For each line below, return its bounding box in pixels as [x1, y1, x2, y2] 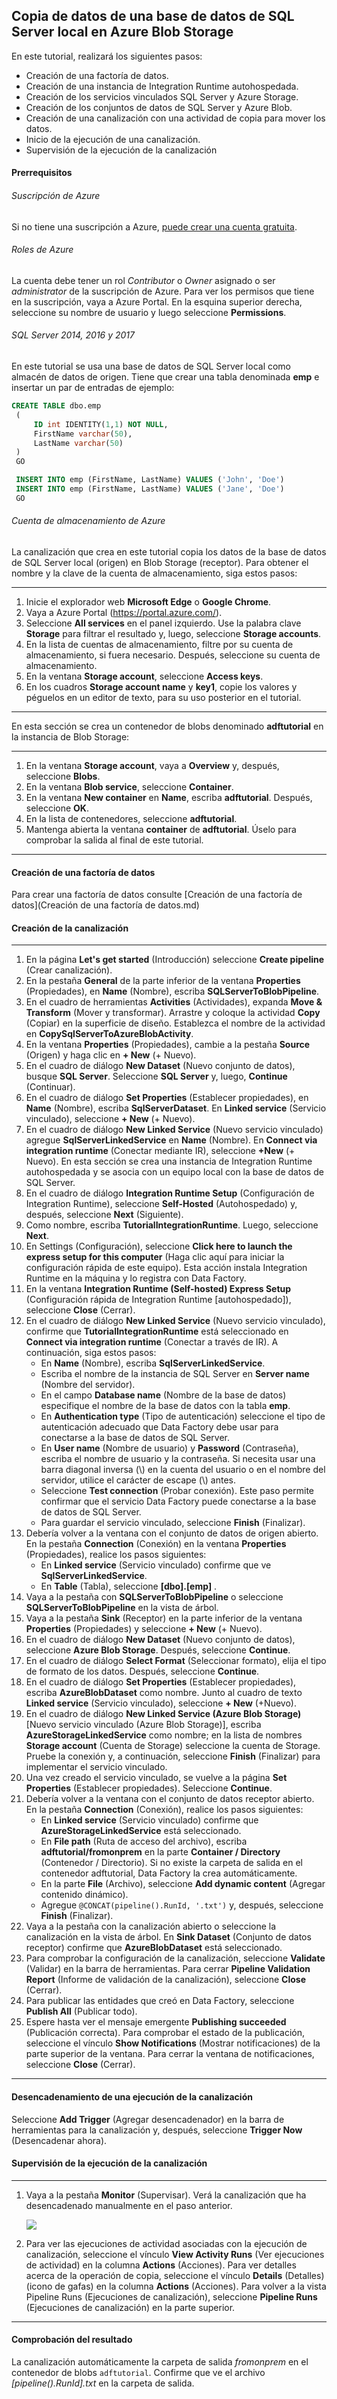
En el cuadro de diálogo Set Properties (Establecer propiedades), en [25, 1092, 309, 1104]
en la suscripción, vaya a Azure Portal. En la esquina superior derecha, [11, 295, 303, 308]
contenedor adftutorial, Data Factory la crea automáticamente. [40, 1867, 298, 1879]
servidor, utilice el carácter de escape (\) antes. [40, 1474, 237, 1486]
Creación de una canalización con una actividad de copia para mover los [25, 112, 326, 124]
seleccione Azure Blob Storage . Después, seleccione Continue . [25, 1644, 291, 1656]
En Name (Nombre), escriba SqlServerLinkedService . [40, 1357, 266, 1369]
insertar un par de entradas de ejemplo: [11, 382, 175, 394]
